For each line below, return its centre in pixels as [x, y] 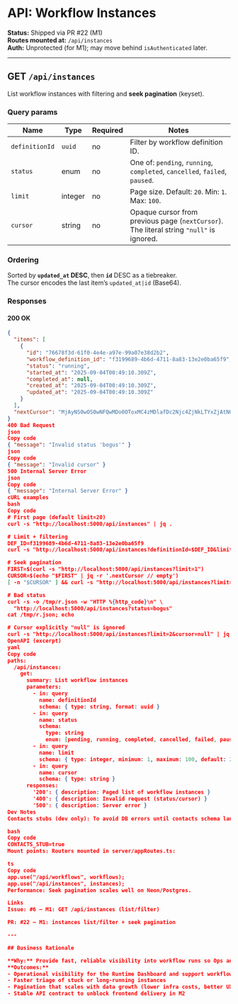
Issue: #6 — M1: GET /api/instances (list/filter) [84, 910]
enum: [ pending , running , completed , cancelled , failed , [131, 740]
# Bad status [27, 595]
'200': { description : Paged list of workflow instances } [122, 792]
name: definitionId [68, 700]
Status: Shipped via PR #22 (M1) [55, 33]
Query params [33, 112]
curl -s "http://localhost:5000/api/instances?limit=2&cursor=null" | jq [119, 634]
